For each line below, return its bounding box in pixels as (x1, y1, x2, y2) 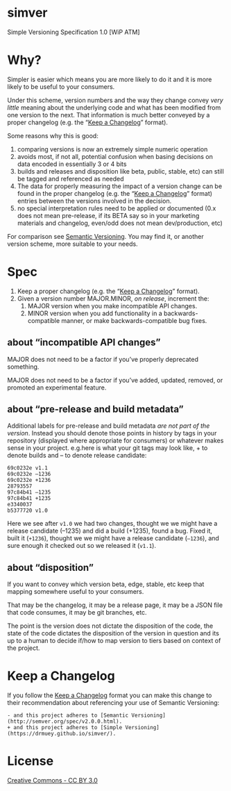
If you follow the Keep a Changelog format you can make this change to (7, 691, 212, 699)
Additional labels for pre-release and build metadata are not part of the (7, 422, 210, 430)
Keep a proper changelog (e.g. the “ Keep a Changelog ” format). (17, 287, 200, 295)
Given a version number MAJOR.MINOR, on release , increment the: (17, 294, 209, 303)
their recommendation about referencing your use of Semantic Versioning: (7, 699, 220, 707)
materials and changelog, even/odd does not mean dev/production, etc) (17, 219, 223, 227)
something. (7, 363, 40, 371)
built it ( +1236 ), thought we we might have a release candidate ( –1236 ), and (7, 534, 220, 542)
